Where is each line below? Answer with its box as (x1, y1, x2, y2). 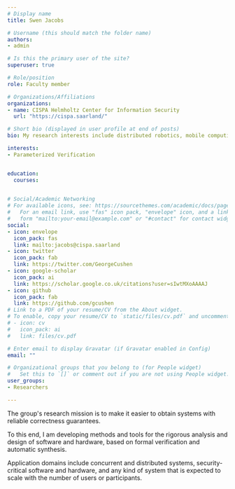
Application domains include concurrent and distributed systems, (7, 458, 195, 467)
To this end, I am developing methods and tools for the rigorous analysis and (7, 430, 228, 439)
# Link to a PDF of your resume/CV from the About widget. (7, 306, 183, 314)
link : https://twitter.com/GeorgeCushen (13, 261, 133, 268)
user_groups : (7, 378, 45, 385)
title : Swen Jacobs (7, 17, 64, 24)
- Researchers (7, 384, 49, 391)
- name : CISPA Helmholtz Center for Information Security (7, 106, 180, 113)
